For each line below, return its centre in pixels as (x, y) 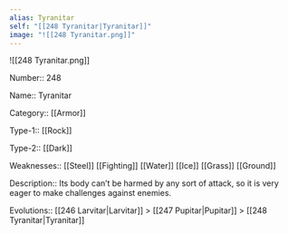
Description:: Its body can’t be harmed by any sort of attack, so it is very (144, 183)
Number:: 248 (35, 78)
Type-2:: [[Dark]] (41, 148)
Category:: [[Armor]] (48, 113)
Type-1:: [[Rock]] (41, 131)
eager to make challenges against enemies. (91, 193)
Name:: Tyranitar (41, 95)
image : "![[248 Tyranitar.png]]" (72, 34)
